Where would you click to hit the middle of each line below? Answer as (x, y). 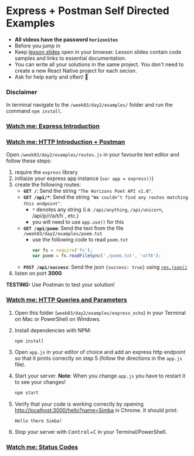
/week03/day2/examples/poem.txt (63, 234)
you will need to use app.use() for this (78, 222)
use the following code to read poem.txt (80, 240)
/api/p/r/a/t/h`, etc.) (55, 216)
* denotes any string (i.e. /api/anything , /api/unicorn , (98, 210)
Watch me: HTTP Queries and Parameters (67, 300)
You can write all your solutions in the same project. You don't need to (99, 64)
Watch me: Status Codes (42, 447)
